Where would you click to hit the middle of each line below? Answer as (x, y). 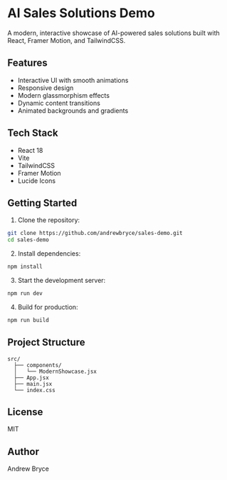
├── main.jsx (33, 384)
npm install (25, 267)
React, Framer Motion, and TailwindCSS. (67, 40)
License (25, 412)
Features (27, 63)
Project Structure (46, 342)
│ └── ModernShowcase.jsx (56, 371)
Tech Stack (33, 133)
